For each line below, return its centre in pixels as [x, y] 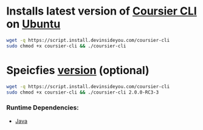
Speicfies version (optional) [78, 70]
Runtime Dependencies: [43, 108]
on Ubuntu [33, 24]
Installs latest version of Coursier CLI [102, 11]
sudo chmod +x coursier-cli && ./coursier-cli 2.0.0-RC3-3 [83, 92]
